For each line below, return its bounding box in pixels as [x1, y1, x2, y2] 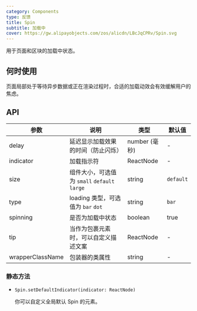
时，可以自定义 [69, 233, 111, 241]
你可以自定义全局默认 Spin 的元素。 [14, 298, 101, 305]
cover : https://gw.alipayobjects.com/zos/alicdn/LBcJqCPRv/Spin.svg [6, 31, 177, 36]
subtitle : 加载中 [6, 25, 46, 31]
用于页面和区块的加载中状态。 [6, 48, 78, 55]
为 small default [69, 177, 115, 185]
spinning [9, 213, 33, 221]
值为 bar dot [69, 202, 103, 211]
